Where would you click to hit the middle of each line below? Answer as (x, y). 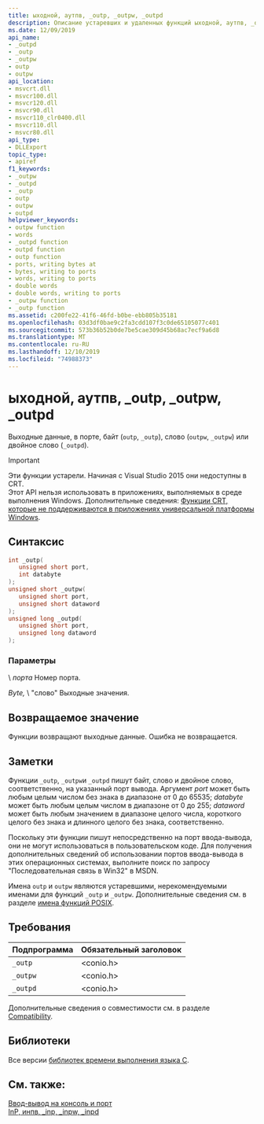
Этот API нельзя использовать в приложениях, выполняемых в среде (125, 492)
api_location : (31, 81)
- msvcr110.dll (33, 125)
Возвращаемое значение (74, 718)
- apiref (22, 162)
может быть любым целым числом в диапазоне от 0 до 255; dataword (126, 805)
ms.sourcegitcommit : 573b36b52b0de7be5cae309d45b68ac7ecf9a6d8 (114, 330)
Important (24, 460)
